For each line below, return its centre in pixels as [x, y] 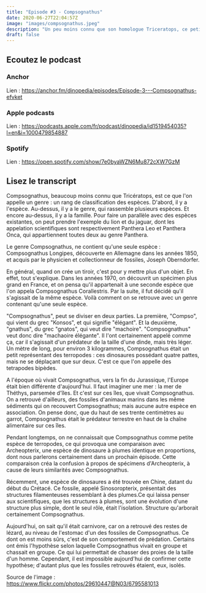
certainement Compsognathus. [45, 515]
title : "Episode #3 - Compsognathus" [55, 12]
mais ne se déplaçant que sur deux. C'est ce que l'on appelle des [89, 361]
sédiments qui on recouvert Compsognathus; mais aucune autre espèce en [101, 406]
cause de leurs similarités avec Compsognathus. [68, 470]
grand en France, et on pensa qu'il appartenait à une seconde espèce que [100, 285]
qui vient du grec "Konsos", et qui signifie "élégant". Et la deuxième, [92, 323]
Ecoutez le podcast [44, 60]
